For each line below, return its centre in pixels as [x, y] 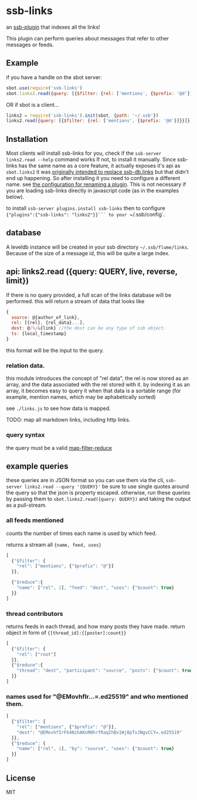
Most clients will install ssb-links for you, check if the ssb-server [84, 153]
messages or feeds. [30, 45]
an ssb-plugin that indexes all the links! [53, 27]
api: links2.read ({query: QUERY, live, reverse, [92, 272]
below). [15, 197]
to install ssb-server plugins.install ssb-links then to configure [86, 208]
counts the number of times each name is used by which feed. [81, 533]
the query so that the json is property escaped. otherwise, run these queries [98, 493]
